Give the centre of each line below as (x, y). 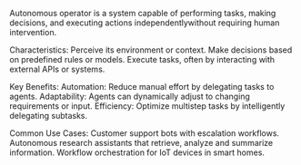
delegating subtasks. (49, 116)
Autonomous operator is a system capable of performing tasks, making (143, 13)
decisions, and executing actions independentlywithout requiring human (145, 23)
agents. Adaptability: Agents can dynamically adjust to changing (130, 96)
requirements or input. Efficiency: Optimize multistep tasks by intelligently (147, 106)
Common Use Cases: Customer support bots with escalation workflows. (145, 133)
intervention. (33, 32)
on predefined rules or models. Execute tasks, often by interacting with (142, 59)
